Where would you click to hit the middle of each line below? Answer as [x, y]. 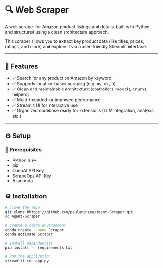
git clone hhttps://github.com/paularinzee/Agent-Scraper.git [69, 212]
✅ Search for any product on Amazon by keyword [62, 78]
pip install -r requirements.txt [39, 248]
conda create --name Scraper [34, 230]
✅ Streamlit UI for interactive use [45, 105]
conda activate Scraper [29, 234]
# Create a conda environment [36, 225]
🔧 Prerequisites [24, 150]
